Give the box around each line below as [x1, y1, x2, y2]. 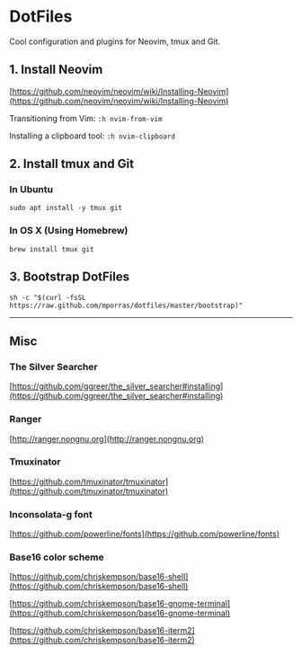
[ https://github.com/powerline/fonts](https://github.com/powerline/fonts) [9, 528, 280, 540]
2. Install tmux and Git [9, 156, 135, 172]
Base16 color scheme [9, 551, 105, 563]
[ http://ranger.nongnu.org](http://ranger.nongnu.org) [9, 433, 205, 444]
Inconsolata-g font [9, 508, 93, 520]
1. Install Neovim [9, 62, 103, 77]
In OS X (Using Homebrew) [9, 225, 129, 237]
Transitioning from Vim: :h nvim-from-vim [9, 112, 163, 123]
